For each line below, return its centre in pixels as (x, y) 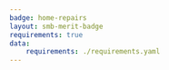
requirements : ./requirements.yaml (93, 52)
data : (20, 43)
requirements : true (46, 35)
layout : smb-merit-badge (56, 26)
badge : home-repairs (49, 18)
